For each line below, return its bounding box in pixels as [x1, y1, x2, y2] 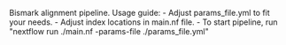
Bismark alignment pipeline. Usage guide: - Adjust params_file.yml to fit [9, 8, 270, 18]
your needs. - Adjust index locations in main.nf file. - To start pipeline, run [9, 17, 278, 27]
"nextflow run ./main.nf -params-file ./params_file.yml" [9, 26, 210, 36]
